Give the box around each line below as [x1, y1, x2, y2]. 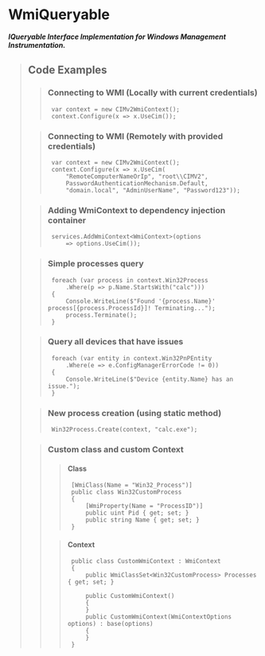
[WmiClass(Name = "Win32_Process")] [71, 481, 193, 490]
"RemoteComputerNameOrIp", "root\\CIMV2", [65, 173, 208, 180]
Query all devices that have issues [47, 336, 184, 347]
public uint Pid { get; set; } [85, 509, 189, 518]
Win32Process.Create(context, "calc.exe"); [51, 425, 198, 434]
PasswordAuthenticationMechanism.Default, [65, 179, 208, 188]
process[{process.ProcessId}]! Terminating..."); [47, 304, 216, 312]
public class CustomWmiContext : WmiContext [71, 557, 221, 565]
